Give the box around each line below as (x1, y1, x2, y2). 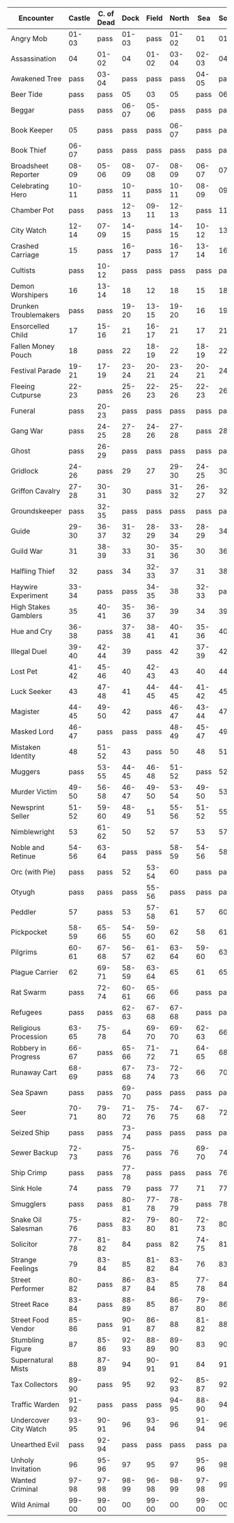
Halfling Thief (10, 566, 55, 576)
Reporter (10, 170, 40, 179)
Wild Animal (10, 1500, 50, 1509)
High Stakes (10, 603, 51, 612)
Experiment (10, 591, 49, 600)
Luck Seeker (10, 687, 52, 696)
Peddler (10, 907, 37, 916)
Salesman (10, 1224, 43, 1233)
